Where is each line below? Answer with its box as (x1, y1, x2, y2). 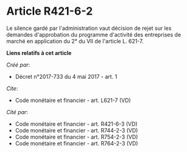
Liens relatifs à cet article (6, 49, 72, 56)
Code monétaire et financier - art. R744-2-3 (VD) (15, 126, 138, 134)
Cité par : (6, 108, 29, 115)
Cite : (6, 84, 18, 92)
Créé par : (6, 61, 30, 68)
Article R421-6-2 (6, 4, 93, 18)
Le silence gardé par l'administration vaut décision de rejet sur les (6, 24, 172, 32)
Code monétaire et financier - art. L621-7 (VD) (15, 96, 131, 104)
